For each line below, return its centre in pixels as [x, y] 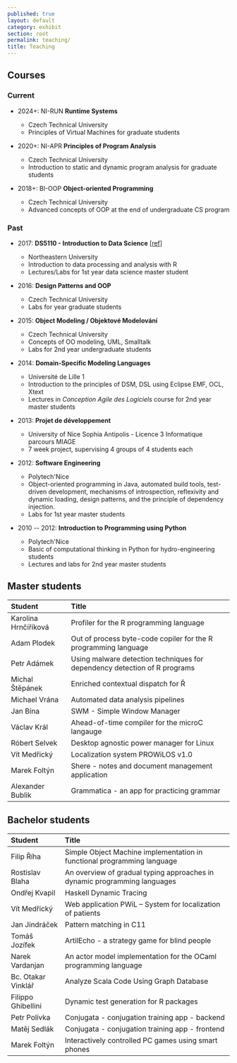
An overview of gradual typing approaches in [139, 872]
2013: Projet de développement [64, 420]
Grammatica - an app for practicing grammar [146, 791]
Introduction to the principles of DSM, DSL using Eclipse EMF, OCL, [126, 384]
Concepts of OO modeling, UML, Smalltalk [90, 342]
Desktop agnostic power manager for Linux [142, 743]
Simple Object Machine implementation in [134, 852]
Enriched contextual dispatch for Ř [128, 683]
